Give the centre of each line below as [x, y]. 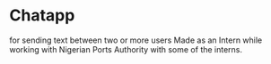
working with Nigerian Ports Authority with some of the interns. [126, 49]
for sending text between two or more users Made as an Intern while [136, 40]
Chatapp [42, 16]
